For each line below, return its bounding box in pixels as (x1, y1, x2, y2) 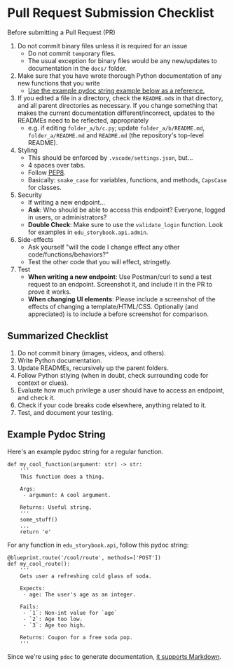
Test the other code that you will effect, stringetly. (27, 257, 172, 266)
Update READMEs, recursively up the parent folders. (17, 363, 170, 372)
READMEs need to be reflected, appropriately (17, 116, 149, 124)
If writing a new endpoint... (27, 198, 106, 206)
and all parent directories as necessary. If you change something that (17, 101, 218, 109)
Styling (17, 146, 39, 154)
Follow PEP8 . (27, 168, 66, 177)
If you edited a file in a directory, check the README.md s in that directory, (17, 93, 223, 102)
